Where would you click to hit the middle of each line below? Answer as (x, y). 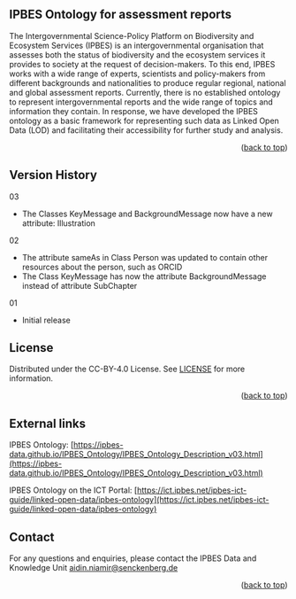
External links (48, 423)
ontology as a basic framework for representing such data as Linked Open (144, 121)
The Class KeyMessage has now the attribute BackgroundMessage (144, 276)
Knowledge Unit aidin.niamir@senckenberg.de (94, 568)
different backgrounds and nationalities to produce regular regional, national (148, 82)
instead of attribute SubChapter (80, 285)
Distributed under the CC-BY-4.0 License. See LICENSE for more (127, 369)
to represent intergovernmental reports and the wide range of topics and (141, 102)
